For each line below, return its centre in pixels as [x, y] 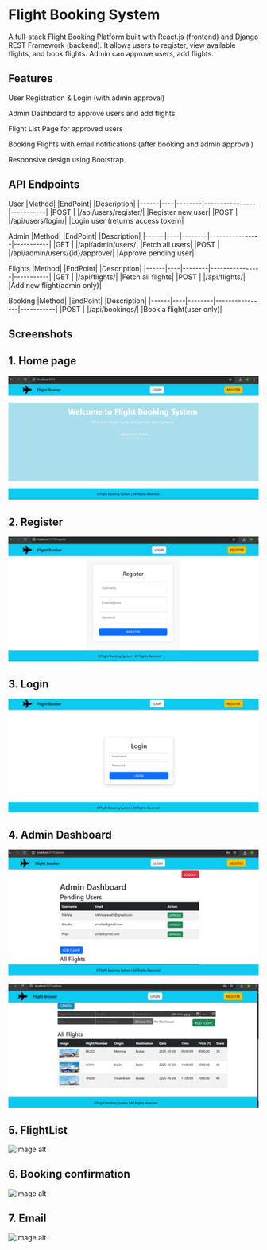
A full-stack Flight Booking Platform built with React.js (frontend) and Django [133, 37]
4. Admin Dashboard [60, 834]
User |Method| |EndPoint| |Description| [72, 204]
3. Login [29, 684]
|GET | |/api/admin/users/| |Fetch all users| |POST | [136, 244]
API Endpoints [44, 185]
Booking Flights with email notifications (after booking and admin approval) [131, 144]
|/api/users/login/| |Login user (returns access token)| [96, 220]
